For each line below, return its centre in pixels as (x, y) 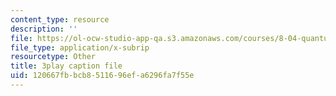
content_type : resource (60, 19)
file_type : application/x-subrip (80, 47)
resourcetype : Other (53, 57)
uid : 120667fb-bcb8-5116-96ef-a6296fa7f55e (102, 76)
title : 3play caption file (66, 66)
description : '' (44, 29)
